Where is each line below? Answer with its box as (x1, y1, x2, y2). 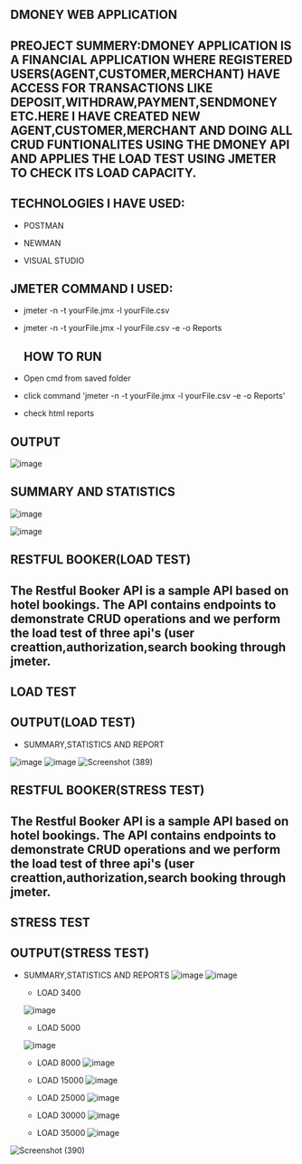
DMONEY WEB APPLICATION (10, 7, 177, 23)
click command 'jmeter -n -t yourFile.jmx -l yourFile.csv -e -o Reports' (23, 391, 286, 402)
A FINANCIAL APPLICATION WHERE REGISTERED (10, 52, 293, 67)
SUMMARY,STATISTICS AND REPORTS (23, 970, 170, 980)
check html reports (23, 408, 94, 419)
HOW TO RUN (23, 348, 102, 364)
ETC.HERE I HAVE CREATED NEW (10, 109, 201, 124)
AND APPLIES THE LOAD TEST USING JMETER (10, 151, 277, 166)
